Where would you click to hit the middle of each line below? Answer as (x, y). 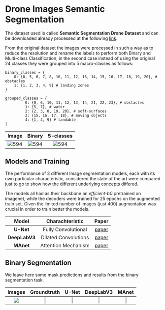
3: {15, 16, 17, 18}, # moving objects (66, 115)
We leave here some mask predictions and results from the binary (72, 275)
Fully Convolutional (65, 229)
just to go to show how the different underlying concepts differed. (72, 184)
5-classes (60, 136)
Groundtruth (45, 292)
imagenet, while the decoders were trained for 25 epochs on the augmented (82, 198)
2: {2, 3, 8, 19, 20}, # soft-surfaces (66, 111)
